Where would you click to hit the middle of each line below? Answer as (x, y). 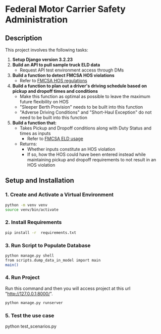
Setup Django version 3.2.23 (42, 60)
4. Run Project (23, 277)
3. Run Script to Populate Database (48, 245)
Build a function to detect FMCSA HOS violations (63, 75)
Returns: (28, 144)
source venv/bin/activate (32, 209)
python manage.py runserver (34, 303)
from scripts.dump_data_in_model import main (53, 260)
